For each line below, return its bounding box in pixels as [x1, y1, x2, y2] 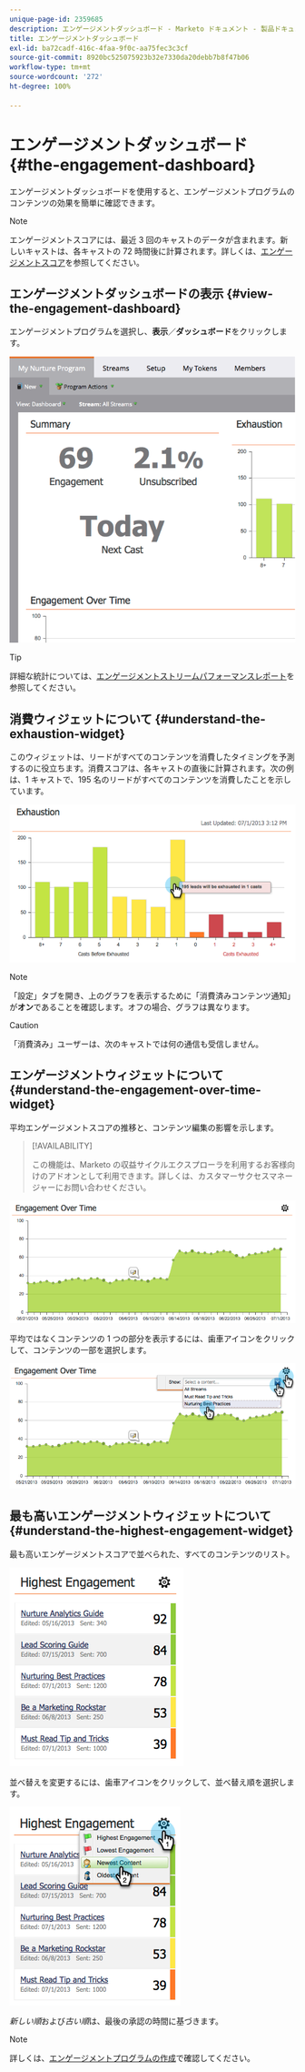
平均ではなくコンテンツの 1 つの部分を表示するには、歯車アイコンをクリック [9, 1333, 295, 1344]
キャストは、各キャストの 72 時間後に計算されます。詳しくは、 [25, 246, 261, 257]
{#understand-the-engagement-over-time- [9, 1083, 261, 1098]
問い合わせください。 [71, 1181, 152, 1192]
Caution [9, 1020, 39, 1031]
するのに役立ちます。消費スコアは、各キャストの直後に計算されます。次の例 [9, 763, 295, 773]
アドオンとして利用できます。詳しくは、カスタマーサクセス [47, 1170, 270, 1181]
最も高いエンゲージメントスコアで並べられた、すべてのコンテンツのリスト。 [9, 1548, 295, 1560]
